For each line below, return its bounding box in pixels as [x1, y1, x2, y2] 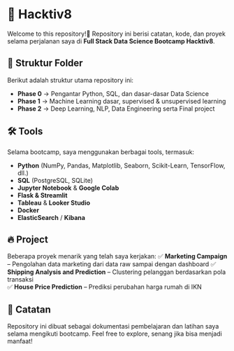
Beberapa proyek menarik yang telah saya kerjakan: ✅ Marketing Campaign [7, 252, 228, 261]
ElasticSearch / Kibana [17, 213, 86, 221]
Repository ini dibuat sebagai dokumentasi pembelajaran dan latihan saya [7, 322, 219, 331]
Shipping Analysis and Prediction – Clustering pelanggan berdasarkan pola [7, 268, 226, 276]
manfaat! [7, 337, 33, 345]
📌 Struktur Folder [7, 57, 83, 69]
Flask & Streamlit [17, 191, 68, 199]
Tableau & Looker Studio [17, 198, 91, 207]
